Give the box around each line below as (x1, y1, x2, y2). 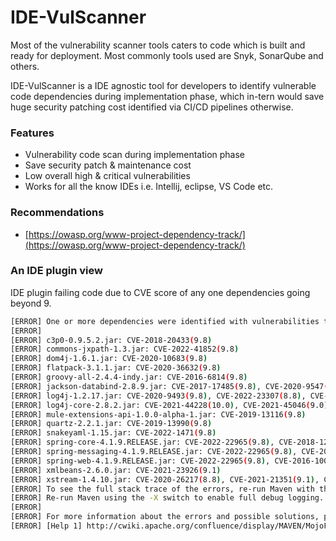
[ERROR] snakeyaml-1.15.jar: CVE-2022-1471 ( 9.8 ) (10, 428, 217, 438)
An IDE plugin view (10, 264, 103, 278)
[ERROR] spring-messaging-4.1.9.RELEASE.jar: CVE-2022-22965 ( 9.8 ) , (10, 447, 298, 457)
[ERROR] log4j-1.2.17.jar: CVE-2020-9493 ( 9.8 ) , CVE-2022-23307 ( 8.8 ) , (10, 391, 307, 401)
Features (10, 126, 55, 140)
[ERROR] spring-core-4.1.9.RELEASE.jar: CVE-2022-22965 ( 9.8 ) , (10, 437, 275, 448)
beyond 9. (10, 297, 52, 309)
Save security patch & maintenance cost (24, 159, 192, 171)
